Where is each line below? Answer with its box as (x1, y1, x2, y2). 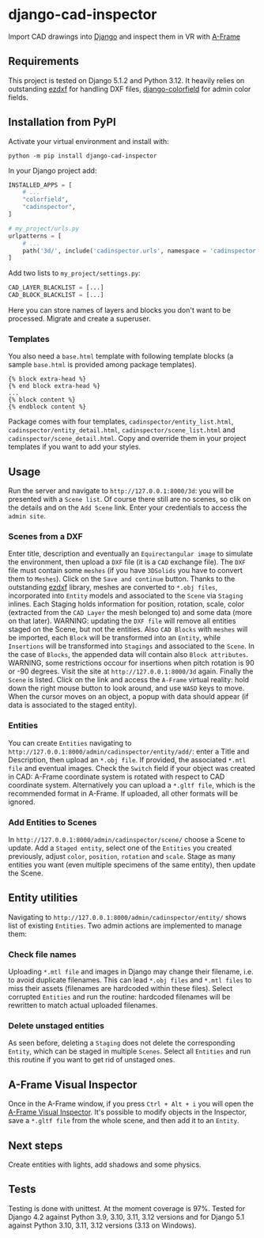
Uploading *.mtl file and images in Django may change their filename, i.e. (8, 967, 255, 977)
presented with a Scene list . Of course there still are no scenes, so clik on (8, 495, 251, 504)
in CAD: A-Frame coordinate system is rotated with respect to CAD (8, 772, 225, 781)
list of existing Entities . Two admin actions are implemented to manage (8, 921, 243, 930)
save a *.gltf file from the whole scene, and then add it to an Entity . (8, 1116, 239, 1126)
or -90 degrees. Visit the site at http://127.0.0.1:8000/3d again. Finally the (8, 666, 254, 676)
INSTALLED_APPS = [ (8, 180, 73, 189)
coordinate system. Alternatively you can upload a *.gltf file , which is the (8, 780, 255, 789)
